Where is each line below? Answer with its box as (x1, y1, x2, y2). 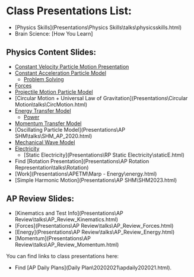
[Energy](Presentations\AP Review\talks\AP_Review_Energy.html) (14, 228, 175, 235)
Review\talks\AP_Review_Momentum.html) (14, 241, 119, 248)
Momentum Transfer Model (14, 120, 82, 127)
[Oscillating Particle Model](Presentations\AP (14, 126, 126, 133)
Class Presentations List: (6, 4, 132, 18)
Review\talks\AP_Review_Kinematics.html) (14, 215, 119, 223)
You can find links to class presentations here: (6, 252, 119, 259)
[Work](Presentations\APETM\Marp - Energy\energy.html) (14, 170, 157, 177)
